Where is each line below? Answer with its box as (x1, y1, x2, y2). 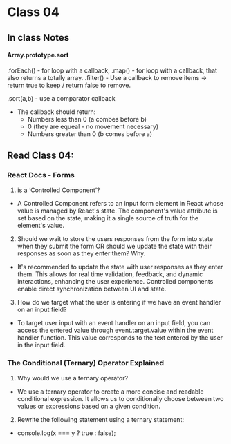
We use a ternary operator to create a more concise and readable (17, 387, 204, 396)
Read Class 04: (7, 150, 74, 162)
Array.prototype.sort (7, 51, 69, 59)
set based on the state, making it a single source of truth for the (17, 214, 199, 222)
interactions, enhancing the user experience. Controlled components (17, 278, 214, 286)
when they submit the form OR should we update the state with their (17, 242, 212, 251)
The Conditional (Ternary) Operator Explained (7, 358, 165, 368)
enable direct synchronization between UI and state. (17, 284, 167, 293)
